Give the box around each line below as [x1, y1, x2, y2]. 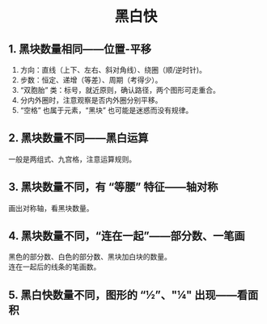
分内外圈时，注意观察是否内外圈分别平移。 [19, 95, 163, 105]
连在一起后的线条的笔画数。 [8, 262, 101, 271]
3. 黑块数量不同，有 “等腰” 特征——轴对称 [8, 180, 218, 194]
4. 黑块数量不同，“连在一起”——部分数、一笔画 [8, 229, 245, 243]
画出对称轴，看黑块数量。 [8, 203, 94, 212]
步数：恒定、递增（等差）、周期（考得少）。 [19, 75, 163, 85]
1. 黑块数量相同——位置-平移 [8, 42, 152, 56]
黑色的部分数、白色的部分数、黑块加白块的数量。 [8, 252, 172, 262]
